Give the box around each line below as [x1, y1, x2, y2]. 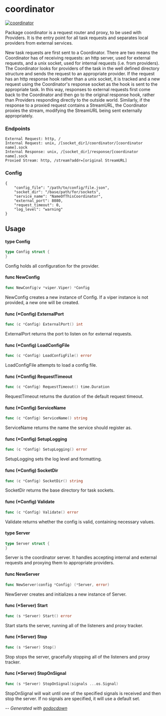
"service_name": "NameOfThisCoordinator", [14, 194, 103, 199]
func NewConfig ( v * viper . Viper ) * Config [5, 285, 90, 290]
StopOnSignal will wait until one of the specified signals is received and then [5, 690, 161, 696]
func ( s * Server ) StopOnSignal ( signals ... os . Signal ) [5, 681, 119, 686]
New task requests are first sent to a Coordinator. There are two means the [5, 50, 158, 55]
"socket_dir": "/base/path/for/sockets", [14, 189, 101, 194]
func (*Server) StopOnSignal [5, 670, 66, 676]
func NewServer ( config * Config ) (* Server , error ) [5, 582, 110, 587]
